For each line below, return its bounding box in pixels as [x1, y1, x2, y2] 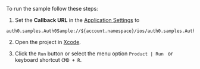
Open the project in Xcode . [14, 39, 82, 45]
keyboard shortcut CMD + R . [14, 57, 82, 63]
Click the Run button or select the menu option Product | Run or [14, 50, 173, 57]
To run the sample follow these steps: [6, 5, 98, 12]
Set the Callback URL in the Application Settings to [14, 17, 140, 23]
